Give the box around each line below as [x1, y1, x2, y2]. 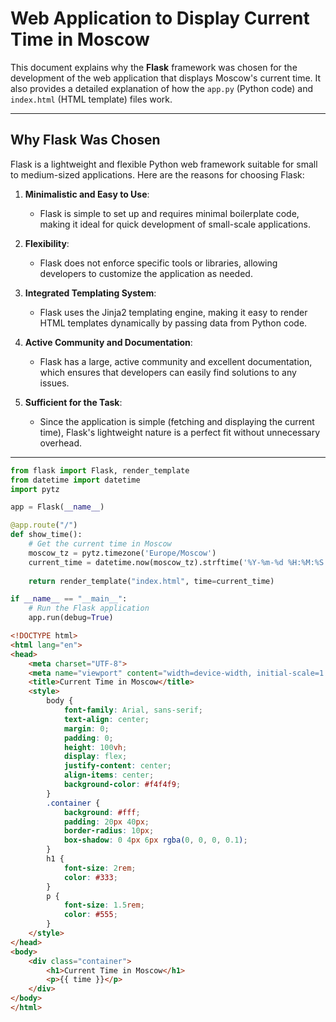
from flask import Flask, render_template [10, 465, 190, 476]
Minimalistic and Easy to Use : [24, 188, 150, 200]
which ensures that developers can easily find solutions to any [39, 366, 297, 378]
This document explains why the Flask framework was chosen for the [10, 61, 298, 73]
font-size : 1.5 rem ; [63, 900, 145, 911]
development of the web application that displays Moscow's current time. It [10, 72, 322, 84]
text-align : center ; [63, 714, 150, 724]
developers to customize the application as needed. [39, 267, 253, 279]
